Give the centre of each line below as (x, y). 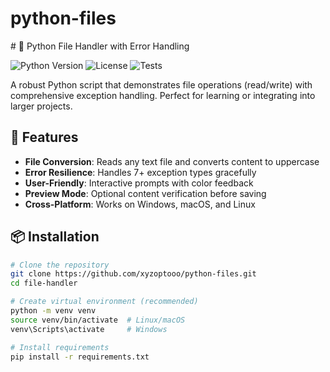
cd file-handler (44, 283)
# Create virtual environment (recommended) (104, 302)
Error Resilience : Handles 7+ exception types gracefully (140, 172)
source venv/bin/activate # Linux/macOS (98, 320)
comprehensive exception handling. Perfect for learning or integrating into (163, 95)
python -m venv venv (53, 311)
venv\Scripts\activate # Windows (89, 329)
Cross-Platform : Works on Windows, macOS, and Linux (140, 204)
